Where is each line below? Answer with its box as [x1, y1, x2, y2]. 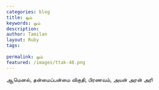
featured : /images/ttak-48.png [6, 59, 86, 65]
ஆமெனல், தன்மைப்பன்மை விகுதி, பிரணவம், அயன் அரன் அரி [6, 76, 153, 83]
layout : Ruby [6, 37, 39, 43]
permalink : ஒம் [6, 54, 44, 60]
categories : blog [6, 8, 50, 15]
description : [6, 25, 39, 32]
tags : [6, 43, 20, 49]
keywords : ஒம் [6, 20, 41, 26]
